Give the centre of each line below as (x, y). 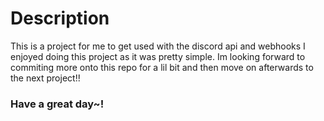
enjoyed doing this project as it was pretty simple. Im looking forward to (158, 56)
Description (60, 18)
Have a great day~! (57, 104)
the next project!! (45, 78)
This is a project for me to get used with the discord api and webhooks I (158, 46)
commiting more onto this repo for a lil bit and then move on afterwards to (162, 67)
